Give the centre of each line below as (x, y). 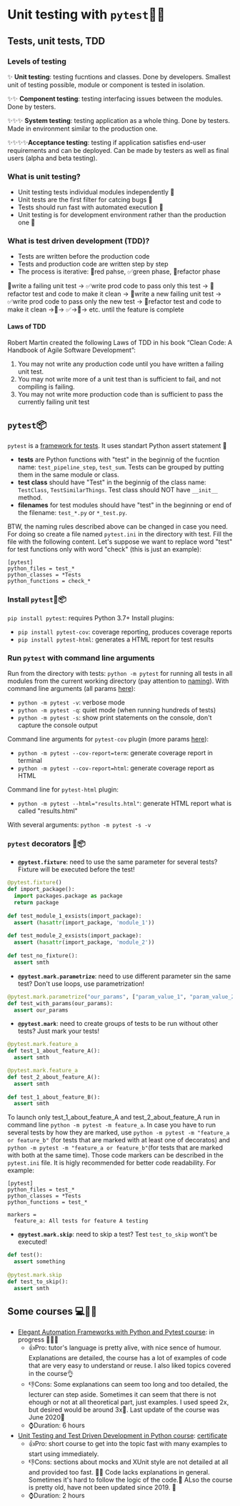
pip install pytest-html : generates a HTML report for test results (116, 639)
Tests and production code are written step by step (93, 264)
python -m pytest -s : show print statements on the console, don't (115, 718)
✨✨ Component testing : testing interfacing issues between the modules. (115, 99)
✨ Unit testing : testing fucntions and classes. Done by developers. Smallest (119, 76)
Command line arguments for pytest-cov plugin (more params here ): (108, 739)
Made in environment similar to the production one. (83, 129)
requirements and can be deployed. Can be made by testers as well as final (118, 150)
